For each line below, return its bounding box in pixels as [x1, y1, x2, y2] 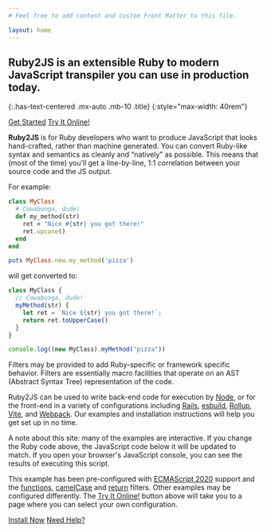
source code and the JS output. [8, 167, 112, 177]
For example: [8, 182, 52, 192]
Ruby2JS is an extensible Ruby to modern [8, 55, 220, 69]
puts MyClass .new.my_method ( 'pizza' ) [8, 256, 134, 264]
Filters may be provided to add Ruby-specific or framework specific [8, 360, 231, 370]
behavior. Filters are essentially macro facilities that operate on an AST [8, 368, 241, 378]
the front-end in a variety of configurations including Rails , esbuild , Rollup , [8, 401, 253, 411]
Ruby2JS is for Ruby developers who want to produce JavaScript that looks [8, 133, 257, 142]
